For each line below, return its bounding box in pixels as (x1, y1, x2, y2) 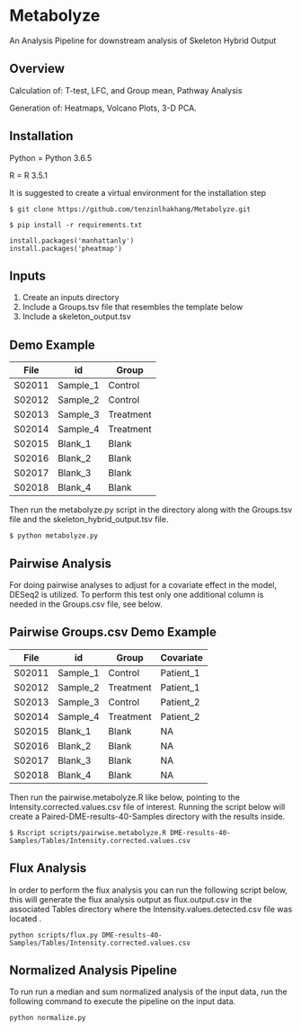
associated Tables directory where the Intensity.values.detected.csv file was (9, 903, 293, 914)
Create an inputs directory (22, 292, 120, 303)
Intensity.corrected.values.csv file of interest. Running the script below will (9, 801, 286, 812)
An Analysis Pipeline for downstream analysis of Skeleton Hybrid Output (9, 35, 277, 46)
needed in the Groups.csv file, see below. (9, 599, 164, 609)
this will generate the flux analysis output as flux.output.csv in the (9, 893, 252, 904)
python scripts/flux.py (9, 930, 99, 939)
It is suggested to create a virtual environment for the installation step (9, 187, 267, 198)
